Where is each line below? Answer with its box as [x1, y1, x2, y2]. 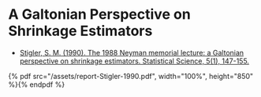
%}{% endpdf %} [8, 80, 65, 89]
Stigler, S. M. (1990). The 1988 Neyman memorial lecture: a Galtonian [19, 48, 244, 57]
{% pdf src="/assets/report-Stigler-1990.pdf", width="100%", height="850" [8, 71, 254, 81]
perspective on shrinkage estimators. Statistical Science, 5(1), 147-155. [19, 56, 250, 66]
